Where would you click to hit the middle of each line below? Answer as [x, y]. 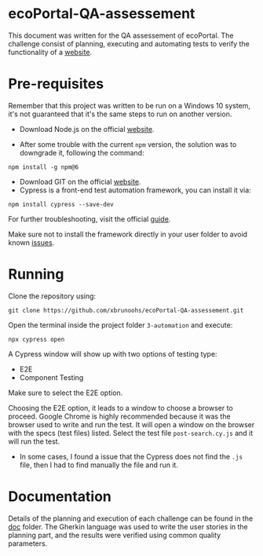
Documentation [60, 496]
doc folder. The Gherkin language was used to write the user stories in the [128, 526]
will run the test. [34, 441]
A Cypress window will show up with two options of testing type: [113, 353]
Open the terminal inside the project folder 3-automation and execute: [121, 325]
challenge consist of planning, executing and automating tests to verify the [129, 43]
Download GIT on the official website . [80, 181]
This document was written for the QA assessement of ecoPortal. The [121, 35]
